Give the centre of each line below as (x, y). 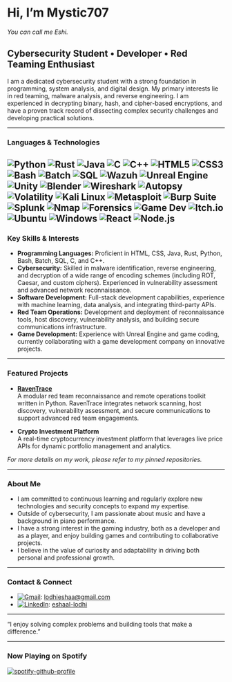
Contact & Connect (40, 582)
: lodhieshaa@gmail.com (75, 597)
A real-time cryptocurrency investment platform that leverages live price (120, 439)
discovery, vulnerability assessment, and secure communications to (114, 410)
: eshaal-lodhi (68, 605)
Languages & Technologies (54, 142)
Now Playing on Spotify (47, 656)
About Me (24, 483)
